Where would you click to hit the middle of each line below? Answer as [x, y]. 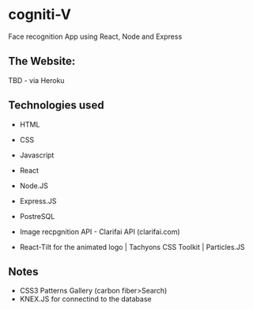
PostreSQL [37, 216]
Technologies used [56, 106]
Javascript [37, 155]
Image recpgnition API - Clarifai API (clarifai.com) [100, 232]
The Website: [42, 61]
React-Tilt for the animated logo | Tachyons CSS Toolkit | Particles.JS [132, 247]
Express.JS [38, 201]
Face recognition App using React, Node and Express [95, 36]
